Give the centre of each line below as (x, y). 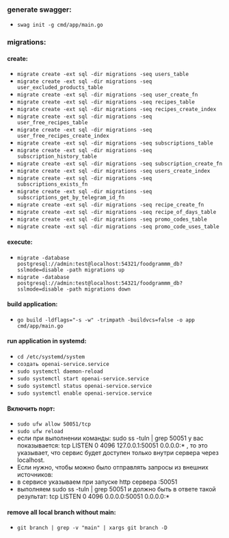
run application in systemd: (47, 341)
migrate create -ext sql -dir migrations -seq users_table (103, 74)
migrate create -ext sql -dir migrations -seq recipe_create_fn (110, 205)
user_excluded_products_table (60, 88)
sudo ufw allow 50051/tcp (54, 424)
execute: (20, 242)
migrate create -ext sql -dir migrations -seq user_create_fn (107, 95)
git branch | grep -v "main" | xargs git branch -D (92, 528)
